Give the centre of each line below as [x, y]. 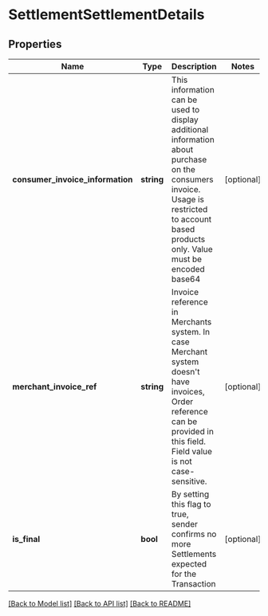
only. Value [192, 249]
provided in [192, 432]
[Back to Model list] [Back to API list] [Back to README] [100, 604]
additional [190, 129]
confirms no [194, 534]
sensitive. [189, 481]
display [185, 120]
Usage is [188, 199]
